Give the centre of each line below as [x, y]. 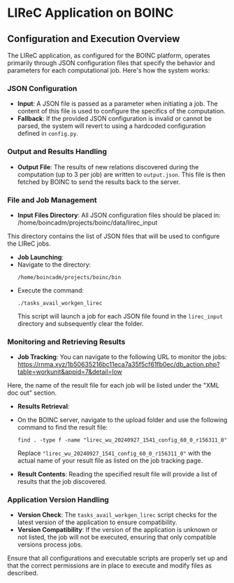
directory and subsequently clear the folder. [81, 323]
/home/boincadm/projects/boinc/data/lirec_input [87, 223]
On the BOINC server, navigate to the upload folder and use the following [122, 420]
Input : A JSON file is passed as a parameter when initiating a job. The [117, 104]
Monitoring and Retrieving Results [66, 342]
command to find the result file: [63, 428]
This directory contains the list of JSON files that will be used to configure [114, 236]
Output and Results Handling [57, 152]
